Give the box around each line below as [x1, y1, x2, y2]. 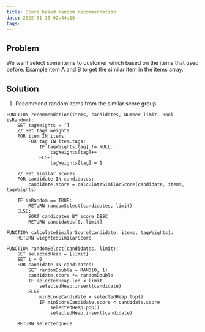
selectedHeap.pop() [50, 304, 100, 311]
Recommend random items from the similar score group [15, 100, 157, 107]
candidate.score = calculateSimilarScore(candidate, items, [28, 181, 185, 187]
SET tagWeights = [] [17, 123, 70, 129]
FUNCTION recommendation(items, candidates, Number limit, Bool [6, 111, 174, 118]
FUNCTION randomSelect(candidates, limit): [6, 246, 119, 252]
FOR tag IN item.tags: [28, 138, 86, 145]
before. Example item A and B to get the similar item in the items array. [6, 66, 184, 74]
